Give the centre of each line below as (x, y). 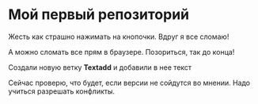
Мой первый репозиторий (99, 15)
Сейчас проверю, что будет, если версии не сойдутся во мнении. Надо (129, 83)
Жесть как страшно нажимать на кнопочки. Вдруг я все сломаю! (119, 37)
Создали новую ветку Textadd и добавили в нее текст (100, 67)
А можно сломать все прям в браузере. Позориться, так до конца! (121, 52)
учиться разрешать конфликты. (62, 91)
